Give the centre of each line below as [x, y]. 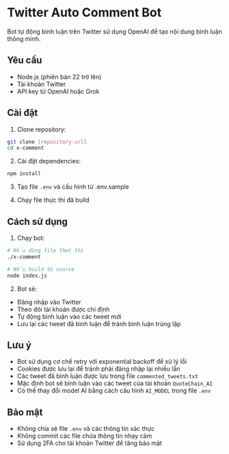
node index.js [27, 276]
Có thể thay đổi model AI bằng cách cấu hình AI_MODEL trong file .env [114, 390]
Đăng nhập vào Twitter [49, 302]
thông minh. [24, 38]
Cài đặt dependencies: [49, 161]
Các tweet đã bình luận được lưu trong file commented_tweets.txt [107, 376]
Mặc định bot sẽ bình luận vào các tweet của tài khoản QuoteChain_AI [115, 384]
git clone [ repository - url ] [47, 142]
